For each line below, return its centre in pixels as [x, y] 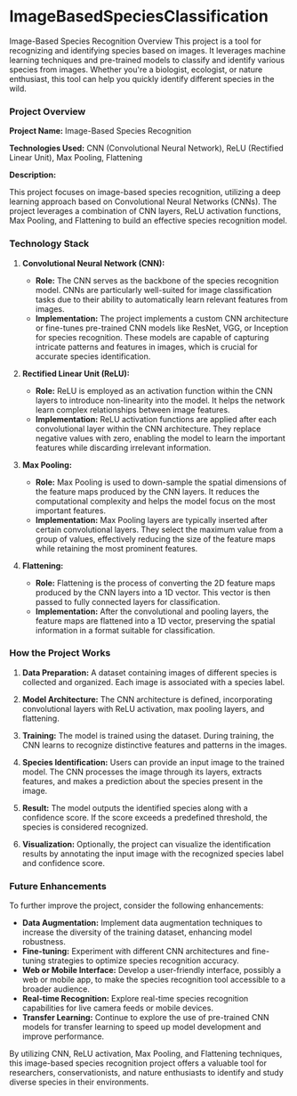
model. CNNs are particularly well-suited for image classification [154, 290]
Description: [32, 175]
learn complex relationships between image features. [132, 409]
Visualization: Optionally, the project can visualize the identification [146, 844]
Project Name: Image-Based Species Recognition [100, 131]
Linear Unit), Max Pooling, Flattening [76, 158]
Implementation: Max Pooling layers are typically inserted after [152, 519]
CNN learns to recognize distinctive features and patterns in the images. [154, 745]
